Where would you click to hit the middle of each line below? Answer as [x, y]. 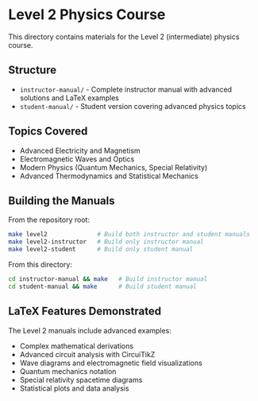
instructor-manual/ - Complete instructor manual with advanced [126, 89]
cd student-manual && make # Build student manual [102, 286]
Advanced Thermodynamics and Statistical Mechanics [109, 176]
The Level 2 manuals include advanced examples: [90, 330]
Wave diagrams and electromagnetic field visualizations [111, 363]
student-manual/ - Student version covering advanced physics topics [133, 106]
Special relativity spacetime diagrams [81, 380]
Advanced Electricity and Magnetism [80, 150]
